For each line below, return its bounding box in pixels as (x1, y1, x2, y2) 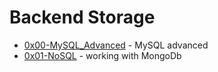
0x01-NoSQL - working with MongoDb (23, 49, 182, 61)
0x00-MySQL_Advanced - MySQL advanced (23, 39, 209, 51)
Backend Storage (9, 6, 156, 29)
